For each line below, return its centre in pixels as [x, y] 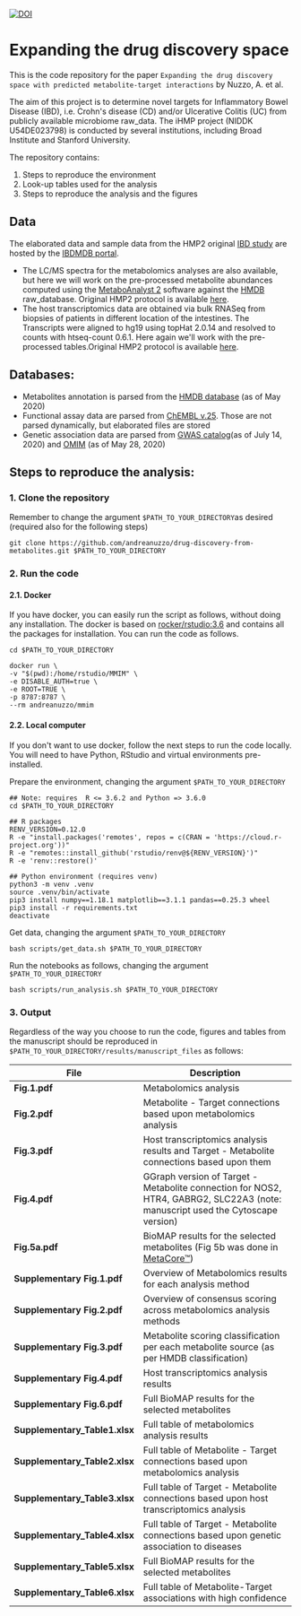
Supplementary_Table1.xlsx [74, 1429]
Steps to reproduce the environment [89, 174]
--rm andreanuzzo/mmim [52, 705]
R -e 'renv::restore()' [54, 861]
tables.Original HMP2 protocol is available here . [151, 346]
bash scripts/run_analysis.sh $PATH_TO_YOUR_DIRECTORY [114, 990]
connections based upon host [206, 1498]
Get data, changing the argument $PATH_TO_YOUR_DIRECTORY [117, 932]
